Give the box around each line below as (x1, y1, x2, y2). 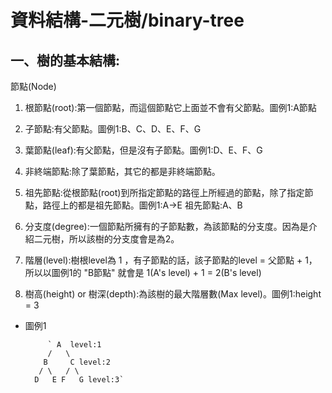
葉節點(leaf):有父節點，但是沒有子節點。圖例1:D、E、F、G (24, 144, 263, 156)
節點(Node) (10, 81, 57, 92)
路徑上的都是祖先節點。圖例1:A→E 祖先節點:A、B (42, 199, 243, 211)
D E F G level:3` (34, 375, 125, 385)
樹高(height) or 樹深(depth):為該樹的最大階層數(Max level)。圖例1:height (24, 288, 322, 300)
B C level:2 (43, 357, 111, 367)
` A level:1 (47, 340, 102, 350)
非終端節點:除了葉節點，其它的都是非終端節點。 (24, 166, 221, 177)
